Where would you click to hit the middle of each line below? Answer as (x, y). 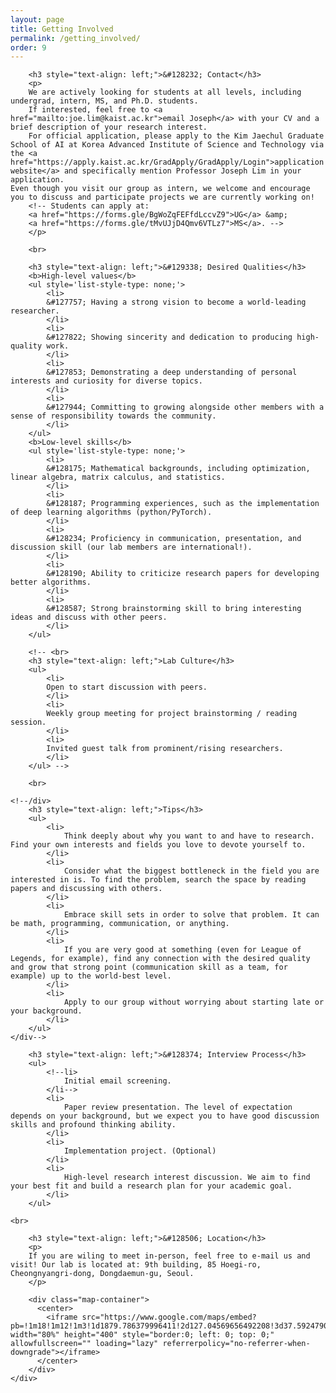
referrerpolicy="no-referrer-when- (236, 1344)
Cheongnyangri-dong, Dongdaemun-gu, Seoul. (102, 1274)
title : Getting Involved (62, 29)
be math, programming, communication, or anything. (120, 924)
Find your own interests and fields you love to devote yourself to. (158, 845)
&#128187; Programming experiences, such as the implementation (183, 504)
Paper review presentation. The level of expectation (178, 1107)
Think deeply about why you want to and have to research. (189, 836)
